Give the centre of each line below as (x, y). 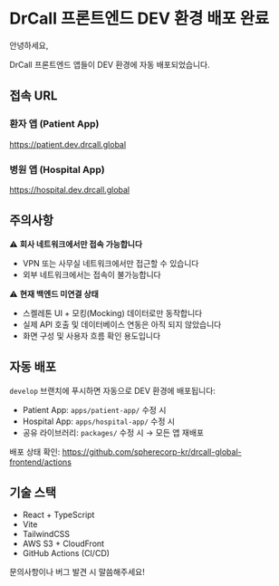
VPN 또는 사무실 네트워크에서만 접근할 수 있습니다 (111, 263)
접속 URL (34, 96)
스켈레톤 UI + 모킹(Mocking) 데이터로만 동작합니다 (112, 312)
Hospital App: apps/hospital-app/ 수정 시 (98, 421)
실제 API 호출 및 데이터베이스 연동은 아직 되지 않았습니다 (122, 324)
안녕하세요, (29, 45)
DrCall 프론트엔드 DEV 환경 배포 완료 (139, 19)
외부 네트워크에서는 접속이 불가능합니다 (91, 274)
